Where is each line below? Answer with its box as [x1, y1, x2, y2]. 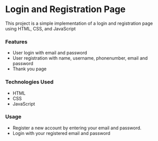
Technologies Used [5, 78, 54, 85]
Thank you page [12, 66, 47, 72]
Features [5, 38, 28, 45]
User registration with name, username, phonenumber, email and [12, 55, 148, 61]
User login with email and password [12, 50, 87, 56]
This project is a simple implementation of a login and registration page [5, 20, 153, 26]
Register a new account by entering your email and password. [12, 125, 142, 131]
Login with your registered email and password [12, 130, 111, 136]
